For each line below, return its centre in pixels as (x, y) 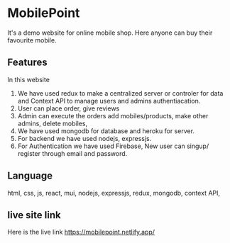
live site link (34, 215)
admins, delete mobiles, (52, 123)
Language (30, 176)
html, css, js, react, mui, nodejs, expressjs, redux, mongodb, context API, (114, 193)
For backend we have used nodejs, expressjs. (84, 138)
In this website (28, 79)
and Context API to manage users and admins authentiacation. (109, 101)
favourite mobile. (32, 40)
